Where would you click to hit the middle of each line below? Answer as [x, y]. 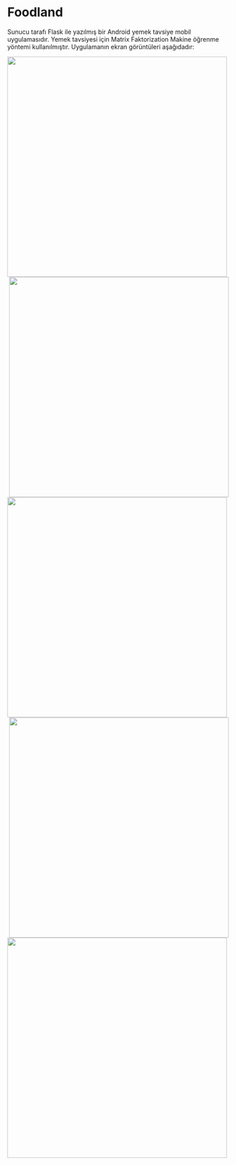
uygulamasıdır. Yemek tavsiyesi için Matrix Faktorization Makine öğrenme [113, 39]
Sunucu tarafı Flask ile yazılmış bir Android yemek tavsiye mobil [99, 32]
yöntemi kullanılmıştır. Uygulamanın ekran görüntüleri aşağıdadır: [101, 47]
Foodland [35, 12]
